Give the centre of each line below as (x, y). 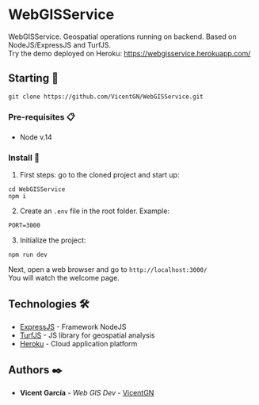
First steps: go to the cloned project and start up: (99, 175)
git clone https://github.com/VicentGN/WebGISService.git (106, 97)
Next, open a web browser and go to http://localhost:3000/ (108, 269)
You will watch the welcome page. (64, 278)
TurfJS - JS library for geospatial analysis (87, 335)
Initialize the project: (53, 240)
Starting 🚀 (34, 78)
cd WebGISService (37, 189)
